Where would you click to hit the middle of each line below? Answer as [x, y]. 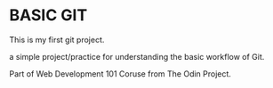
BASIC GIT [48, 15]
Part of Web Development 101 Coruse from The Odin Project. [120, 73]
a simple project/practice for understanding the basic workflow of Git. [137, 56]
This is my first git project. [57, 40]
